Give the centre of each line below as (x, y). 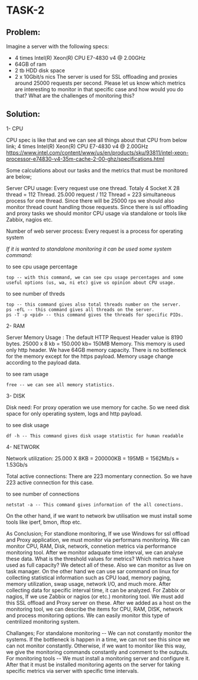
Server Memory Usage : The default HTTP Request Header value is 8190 (95, 337)
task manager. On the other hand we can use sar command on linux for (92, 571)
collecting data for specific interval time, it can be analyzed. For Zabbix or (96, 590)
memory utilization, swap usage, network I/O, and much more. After (89, 583)
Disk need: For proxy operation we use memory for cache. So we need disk (98, 407)
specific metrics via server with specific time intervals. (72, 671)
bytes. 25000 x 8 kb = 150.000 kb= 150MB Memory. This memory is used (95, 344)
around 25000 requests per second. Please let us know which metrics (100, 83)
